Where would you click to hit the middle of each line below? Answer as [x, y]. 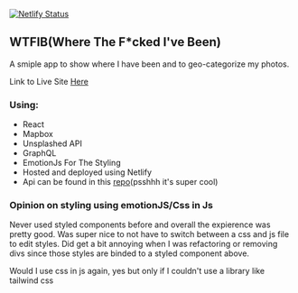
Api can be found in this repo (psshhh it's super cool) [120, 182]
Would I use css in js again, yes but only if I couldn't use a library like [137, 271]
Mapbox [38, 134]
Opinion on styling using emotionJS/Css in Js [112, 206]
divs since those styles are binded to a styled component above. [130, 253]
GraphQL [39, 153]
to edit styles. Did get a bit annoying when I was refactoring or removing [144, 244]
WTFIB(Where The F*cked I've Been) [115, 42]
